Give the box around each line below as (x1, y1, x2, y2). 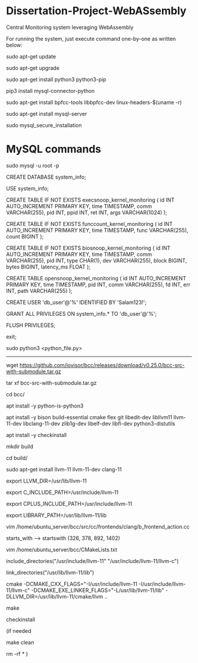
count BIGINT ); (6, 232, 44, 240)
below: (6, 41, 22, 48)
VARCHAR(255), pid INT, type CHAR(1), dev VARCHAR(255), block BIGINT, (6, 257, 187, 264)
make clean (6, 639, 34, 646)
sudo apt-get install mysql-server (6, 110, 87, 117)
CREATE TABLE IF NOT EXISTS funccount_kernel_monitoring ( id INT (6, 220, 173, 227)
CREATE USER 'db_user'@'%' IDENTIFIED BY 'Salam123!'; (6, 299, 147, 306)
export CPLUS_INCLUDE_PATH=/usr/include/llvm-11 (6, 500, 133, 507)
